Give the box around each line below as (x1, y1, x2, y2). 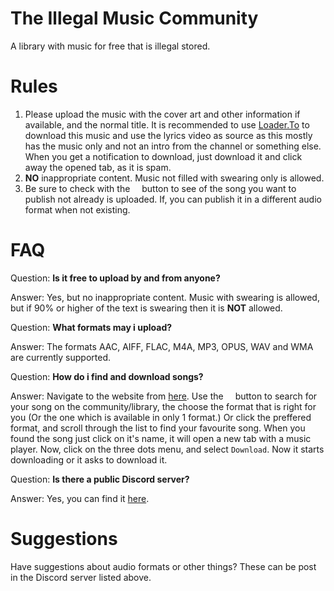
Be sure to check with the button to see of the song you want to (24, 182, 297, 194)
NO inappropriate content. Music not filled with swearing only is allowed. (24, 172, 325, 184)
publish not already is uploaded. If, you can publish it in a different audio (24, 193, 322, 205)
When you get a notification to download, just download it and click (24, 150, 303, 162)
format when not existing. (24, 203, 131, 216)
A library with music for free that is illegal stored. (10, 40, 211, 52)
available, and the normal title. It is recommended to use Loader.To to (24, 118, 310, 131)
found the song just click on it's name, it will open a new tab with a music (10, 432, 312, 444)
